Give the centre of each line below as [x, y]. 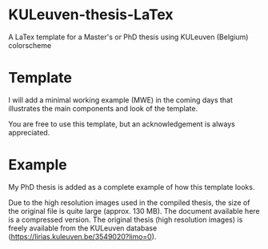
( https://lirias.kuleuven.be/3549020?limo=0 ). [82, 236]
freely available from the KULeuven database [83, 228]
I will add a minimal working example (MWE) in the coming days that [121, 100]
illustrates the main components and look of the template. [103, 108]
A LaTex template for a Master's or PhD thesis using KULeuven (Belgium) [128, 37]
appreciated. [29, 132]
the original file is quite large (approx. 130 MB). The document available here [134, 211]
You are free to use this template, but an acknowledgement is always [122, 124]
